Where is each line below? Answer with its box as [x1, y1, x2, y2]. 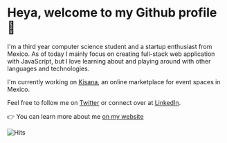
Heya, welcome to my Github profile [7, 5, 217, 21]
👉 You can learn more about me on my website [7, 112, 144, 120]
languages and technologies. [7, 64, 90, 73]
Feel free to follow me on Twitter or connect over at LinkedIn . [7, 98, 181, 106]
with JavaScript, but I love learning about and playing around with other [7, 57, 211, 65]
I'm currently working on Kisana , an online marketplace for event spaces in [7, 77, 221, 86]
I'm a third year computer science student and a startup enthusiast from [7, 42, 212, 50]
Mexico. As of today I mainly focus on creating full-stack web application [7, 50, 215, 58]
